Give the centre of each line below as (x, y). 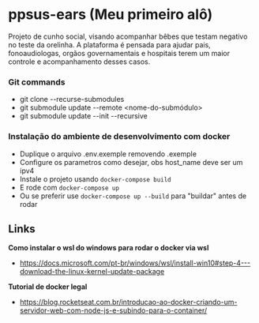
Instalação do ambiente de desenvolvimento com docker (119, 137)
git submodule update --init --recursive (83, 116)
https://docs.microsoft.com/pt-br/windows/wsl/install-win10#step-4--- (135, 263)
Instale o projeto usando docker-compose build (95, 178)
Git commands (37, 82)
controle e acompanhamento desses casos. (79, 62)
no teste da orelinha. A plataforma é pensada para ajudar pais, (109, 44)
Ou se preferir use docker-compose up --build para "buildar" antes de (133, 196)
